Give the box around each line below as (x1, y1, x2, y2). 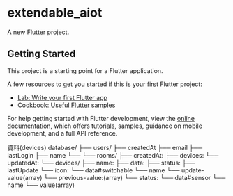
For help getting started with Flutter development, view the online (7, 114, 195, 122)
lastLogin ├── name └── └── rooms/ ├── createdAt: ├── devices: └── (7, 151, 219, 159)
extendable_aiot (7, 5, 103, 21)
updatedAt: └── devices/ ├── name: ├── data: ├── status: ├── (7, 158, 195, 167)
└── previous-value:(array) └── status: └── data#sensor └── (43, 173, 226, 181)
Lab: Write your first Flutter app (17, 93, 108, 101)
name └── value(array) (7, 181, 75, 189)
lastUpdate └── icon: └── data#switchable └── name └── (7, 165, 180, 174)
